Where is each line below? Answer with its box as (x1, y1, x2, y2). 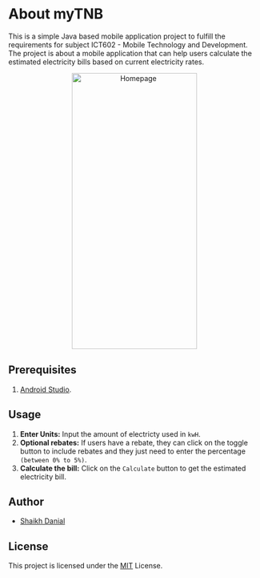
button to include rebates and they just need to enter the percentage (19, 446, 246, 456)
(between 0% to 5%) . (19, 454, 87, 464)
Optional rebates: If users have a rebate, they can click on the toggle (19, 438, 248, 447)
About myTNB (8, 5, 104, 23)
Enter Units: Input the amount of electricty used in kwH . (19, 429, 202, 438)
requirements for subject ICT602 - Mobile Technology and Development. (8, 39, 248, 49)
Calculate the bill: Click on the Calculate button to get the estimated (19, 463, 246, 473)
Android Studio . (19, 385, 72, 394)
